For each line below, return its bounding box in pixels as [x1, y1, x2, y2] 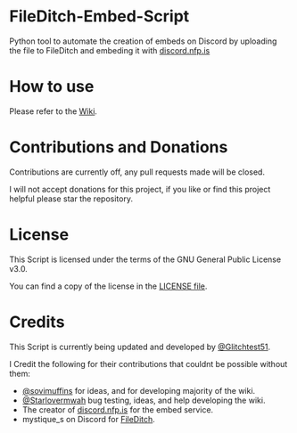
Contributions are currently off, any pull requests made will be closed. [9, 167, 266, 177]
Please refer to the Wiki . [9, 105, 98, 117]
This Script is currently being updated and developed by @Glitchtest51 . [9, 341, 271, 352]
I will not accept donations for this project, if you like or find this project [9, 184, 271, 194]
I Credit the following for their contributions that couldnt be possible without [9, 358, 288, 369]
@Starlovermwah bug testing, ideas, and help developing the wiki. [21, 395, 266, 405]
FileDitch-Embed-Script [9, 6, 190, 27]
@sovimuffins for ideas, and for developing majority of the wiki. [21, 385, 256, 396]
